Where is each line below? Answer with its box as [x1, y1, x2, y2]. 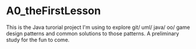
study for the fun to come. [6, 36, 70, 43]
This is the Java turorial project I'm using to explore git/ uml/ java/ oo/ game [6, 24, 190, 31]
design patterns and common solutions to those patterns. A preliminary [6, 30, 179, 37]
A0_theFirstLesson [6, 4, 102, 18]
